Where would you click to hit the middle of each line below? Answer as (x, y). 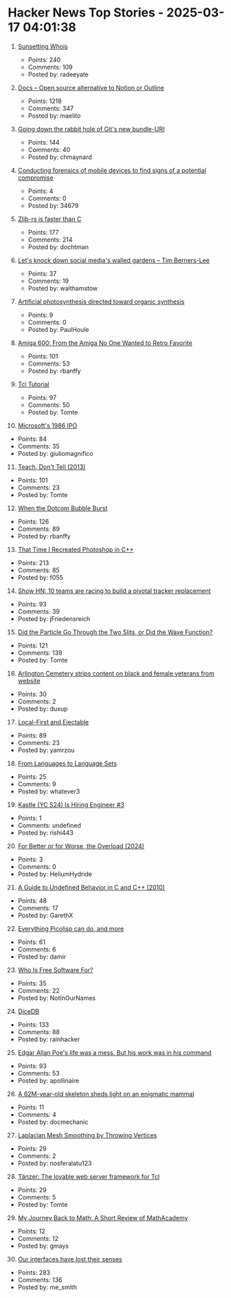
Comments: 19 (48, 281)
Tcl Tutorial (34, 384)
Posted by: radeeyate (58, 74)
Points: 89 (32, 735)
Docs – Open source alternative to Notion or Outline (91, 87)
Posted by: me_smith (47, 1287)
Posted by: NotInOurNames (56, 998)
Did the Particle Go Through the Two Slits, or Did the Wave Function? (115, 632)
